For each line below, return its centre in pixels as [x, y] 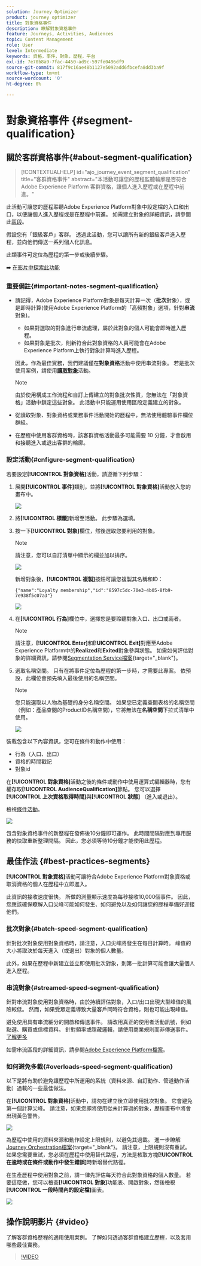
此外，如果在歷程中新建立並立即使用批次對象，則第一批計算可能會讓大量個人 [100, 963]
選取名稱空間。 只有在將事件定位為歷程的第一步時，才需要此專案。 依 [100, 670]
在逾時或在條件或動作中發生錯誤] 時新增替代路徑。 [68, 1162]
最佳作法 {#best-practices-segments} [78, 861]
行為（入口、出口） [39, 754]
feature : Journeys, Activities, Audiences [60, 34]
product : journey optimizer [41, 17]
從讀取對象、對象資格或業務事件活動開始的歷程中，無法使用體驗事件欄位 [104, 415]
